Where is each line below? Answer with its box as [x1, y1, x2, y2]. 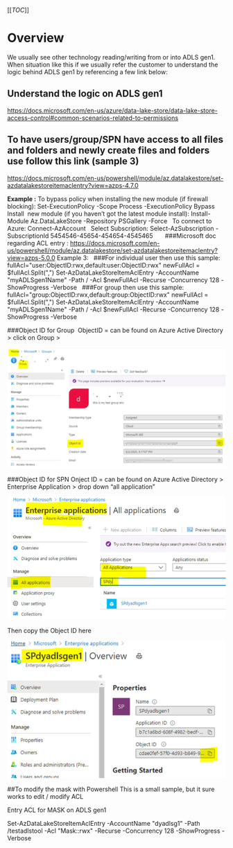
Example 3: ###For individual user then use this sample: [56, 253, 221, 262]
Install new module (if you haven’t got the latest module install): [7, 209, 189, 218]
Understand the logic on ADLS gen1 [7, 88, 163, 100]
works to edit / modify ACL [7, 792, 84, 800]
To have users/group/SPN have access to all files [7, 134, 224, 146]
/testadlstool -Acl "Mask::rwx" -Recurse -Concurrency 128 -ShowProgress [7, 827, 221, 835]
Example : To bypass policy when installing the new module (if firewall [7, 194, 208, 203]
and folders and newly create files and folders [7, 145, 210, 157]
